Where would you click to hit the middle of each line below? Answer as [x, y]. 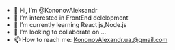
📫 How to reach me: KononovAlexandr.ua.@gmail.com [91, 40]
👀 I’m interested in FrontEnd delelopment [71, 18]
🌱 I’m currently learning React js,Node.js [70, 25]
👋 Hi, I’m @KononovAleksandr [55, 10]
